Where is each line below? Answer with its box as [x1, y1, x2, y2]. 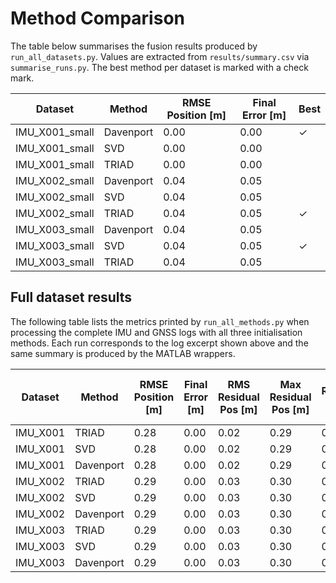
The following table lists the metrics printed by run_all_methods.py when [10, 315, 310, 327]
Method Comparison [10, 7, 185, 30]
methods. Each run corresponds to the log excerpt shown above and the [10, 337, 309, 349]
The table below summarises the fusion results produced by [10, 40, 258, 52]
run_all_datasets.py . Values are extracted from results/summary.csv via [10, 50, 310, 62]
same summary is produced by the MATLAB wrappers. [10, 347, 236, 359]
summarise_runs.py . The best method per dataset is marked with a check [10, 61, 309, 73]
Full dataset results [10, 289, 133, 306]
